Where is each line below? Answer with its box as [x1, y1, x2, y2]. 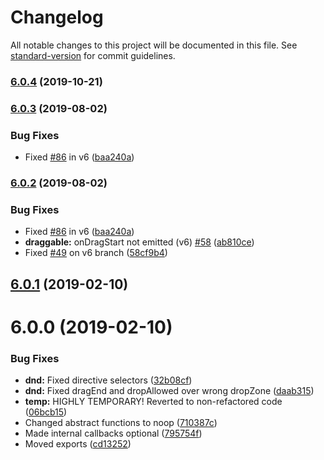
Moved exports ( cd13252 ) [24, 438, 132, 450]
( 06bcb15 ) [24, 406, 68, 418]
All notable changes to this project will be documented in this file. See [10, 39, 298, 51]
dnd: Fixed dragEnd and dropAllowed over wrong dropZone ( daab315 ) [24, 385, 315, 397]
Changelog [10, 6, 104, 29]
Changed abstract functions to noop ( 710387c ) [24, 417, 218, 429]
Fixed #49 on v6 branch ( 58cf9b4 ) [24, 247, 168, 259]
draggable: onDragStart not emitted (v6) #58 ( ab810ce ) [24, 236, 255, 248]
